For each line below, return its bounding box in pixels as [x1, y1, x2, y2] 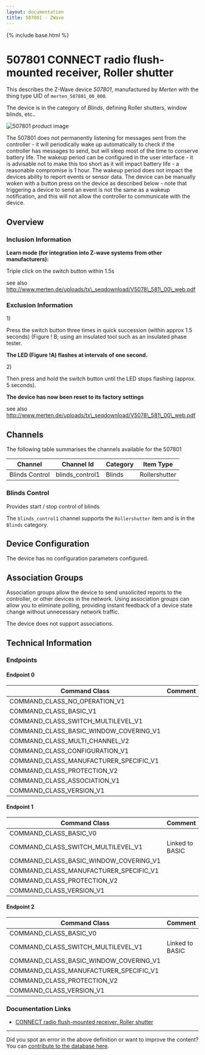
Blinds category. [6, 521, 49, 528]
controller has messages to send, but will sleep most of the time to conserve [6, 147, 198, 154]
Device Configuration [6, 538, 90, 549]
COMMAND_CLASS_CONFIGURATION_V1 [9, 746, 129, 755]
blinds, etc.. [6, 111, 36, 118]
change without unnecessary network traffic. [6, 608, 120, 615]
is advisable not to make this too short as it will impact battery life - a [6, 160, 179, 168]
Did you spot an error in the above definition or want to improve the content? [6, 1036, 199, 1043]
